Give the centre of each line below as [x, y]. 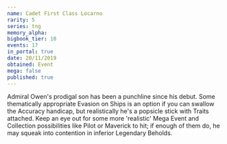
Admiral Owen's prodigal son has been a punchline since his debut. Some [111, 97]
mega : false [24, 71]
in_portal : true [30, 52]
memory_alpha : [27, 33]
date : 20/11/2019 [32, 58]
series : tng [24, 26]
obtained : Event [30, 64]
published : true [30, 77]
